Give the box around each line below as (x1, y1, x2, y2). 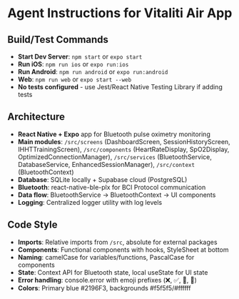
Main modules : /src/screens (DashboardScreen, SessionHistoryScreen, (17, 137, 230, 146)
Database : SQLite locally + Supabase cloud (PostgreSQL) (17, 175, 188, 183)
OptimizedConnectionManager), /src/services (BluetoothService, (17, 152, 212, 161)
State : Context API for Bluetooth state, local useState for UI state (17, 268, 208, 276)
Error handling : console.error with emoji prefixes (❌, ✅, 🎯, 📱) (17, 275, 198, 284)
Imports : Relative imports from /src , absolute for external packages (17, 238, 218, 246)
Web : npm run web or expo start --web (17, 75, 132, 83)
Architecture (7, 111, 66, 123)
